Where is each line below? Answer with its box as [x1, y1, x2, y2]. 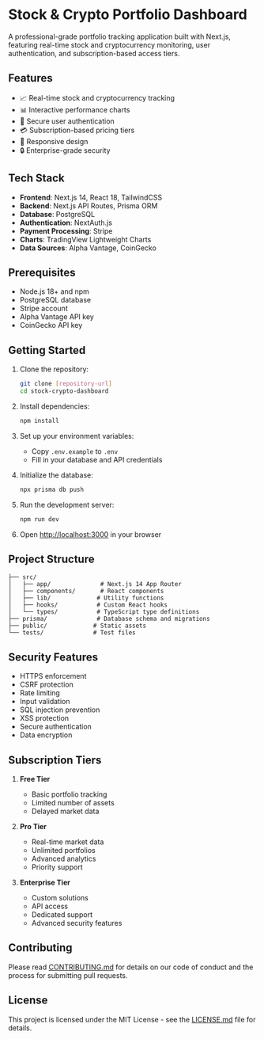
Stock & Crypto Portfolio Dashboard [8, 6, 247, 24]
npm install [19, 417, 59, 424]
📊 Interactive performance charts [19, 105, 130, 114]
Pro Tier [19, 822, 47, 831]
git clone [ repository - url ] [19, 380, 112, 388]
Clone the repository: [19, 364, 89, 374]
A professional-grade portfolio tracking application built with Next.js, [8, 32, 232, 41]
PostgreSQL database [19, 295, 92, 305]
